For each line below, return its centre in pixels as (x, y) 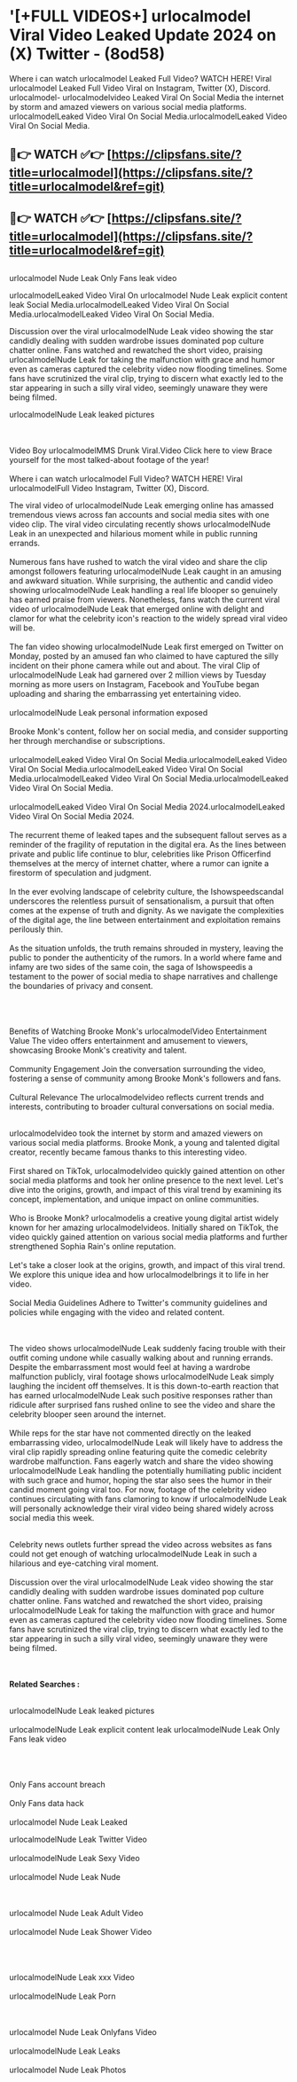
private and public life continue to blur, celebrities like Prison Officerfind (141, 854)
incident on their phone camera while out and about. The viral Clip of (135, 666)
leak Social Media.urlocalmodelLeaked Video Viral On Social (119, 305)
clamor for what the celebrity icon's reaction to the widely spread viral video (148, 619)
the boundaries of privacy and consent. (81, 986)
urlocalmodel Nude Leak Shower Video (81, 1932)
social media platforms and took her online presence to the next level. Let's (146, 1180)
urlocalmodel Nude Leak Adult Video (76, 1914)
